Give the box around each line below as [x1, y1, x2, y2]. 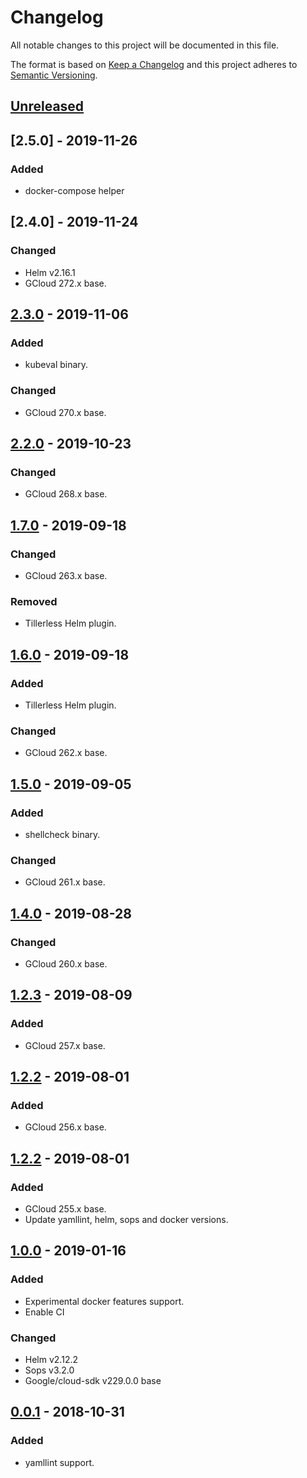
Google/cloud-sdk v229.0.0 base [24, 1375, 162, 1387]
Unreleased [10, 98, 85, 115]
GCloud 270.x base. [24, 406, 107, 418]
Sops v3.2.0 [24, 1364, 75, 1376]
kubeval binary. [24, 359, 89, 371]
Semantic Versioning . [10, 69, 98, 81]
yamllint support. [24, 1456, 95, 1468]
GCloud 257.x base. [24, 1039, 106, 1051]
